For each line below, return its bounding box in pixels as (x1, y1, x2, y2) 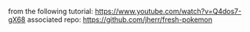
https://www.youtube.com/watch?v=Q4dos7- (95, 7, 241, 16)
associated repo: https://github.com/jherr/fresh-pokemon (27, 15, 213, 24)
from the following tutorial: (8, 7, 94, 16)
